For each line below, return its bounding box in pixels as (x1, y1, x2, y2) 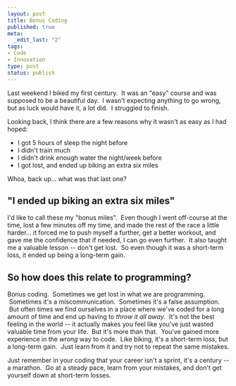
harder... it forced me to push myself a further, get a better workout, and (7, 228, 216, 237)
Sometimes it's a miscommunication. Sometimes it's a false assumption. (8, 297, 221, 306)
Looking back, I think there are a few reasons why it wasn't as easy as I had (7, 117, 227, 125)
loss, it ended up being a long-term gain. (7, 251, 125, 259)
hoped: (7, 125, 28, 133)
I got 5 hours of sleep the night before (17, 138, 128, 147)
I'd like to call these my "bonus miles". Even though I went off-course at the (7, 213, 228, 222)
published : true (7, 23, 55, 30)
